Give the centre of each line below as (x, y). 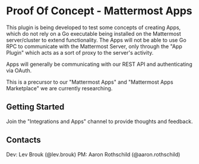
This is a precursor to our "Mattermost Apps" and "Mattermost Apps (90, 82)
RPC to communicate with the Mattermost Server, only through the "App (94, 46)
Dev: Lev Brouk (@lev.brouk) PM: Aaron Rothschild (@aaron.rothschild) (93, 154)
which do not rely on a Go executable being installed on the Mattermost (94, 33)
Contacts (24, 140)
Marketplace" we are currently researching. (59, 88)
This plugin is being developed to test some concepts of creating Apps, (94, 27)
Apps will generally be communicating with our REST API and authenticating (99, 64)
